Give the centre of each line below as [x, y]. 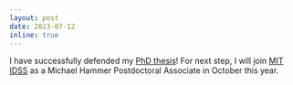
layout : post [34, 18]
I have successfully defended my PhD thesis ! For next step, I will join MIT [147, 61]
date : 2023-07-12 [42, 27]
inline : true [34, 35]
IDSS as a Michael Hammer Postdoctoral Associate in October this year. [144, 70]
